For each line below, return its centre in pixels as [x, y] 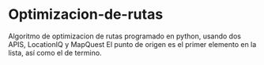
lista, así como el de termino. [55, 52]
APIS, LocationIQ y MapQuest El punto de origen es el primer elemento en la [132, 44]
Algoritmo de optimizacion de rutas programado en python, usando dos [124, 36]
